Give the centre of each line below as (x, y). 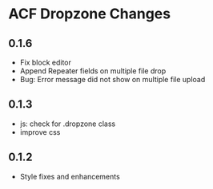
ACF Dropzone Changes (89, 14)
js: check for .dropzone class (68, 124)
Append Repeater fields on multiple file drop (93, 71)
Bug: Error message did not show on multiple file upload (113, 79)
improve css (40, 132)
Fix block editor (46, 62)
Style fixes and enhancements (70, 176)
